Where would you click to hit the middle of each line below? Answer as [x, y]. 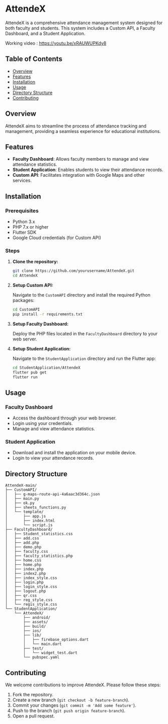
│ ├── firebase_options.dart [56, 640]
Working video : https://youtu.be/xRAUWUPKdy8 [56, 43]
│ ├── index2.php [26, 574]
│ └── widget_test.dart [51, 653]
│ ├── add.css [22, 538]
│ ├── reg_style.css [29, 600]
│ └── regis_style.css [31, 605]
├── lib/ [32, 635]
